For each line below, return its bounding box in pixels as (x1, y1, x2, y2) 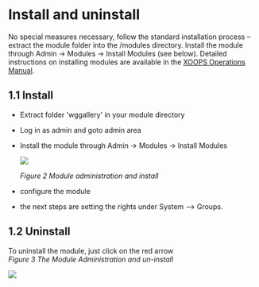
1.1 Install (8, 89, 54, 103)
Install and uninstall (8, 6, 141, 24)
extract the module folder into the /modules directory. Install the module (8, 40, 244, 49)
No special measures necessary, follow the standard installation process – (8, 32, 251, 41)
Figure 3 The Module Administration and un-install (8, 254, 173, 264)
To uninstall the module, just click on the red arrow (8, 246, 174, 255)
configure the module (19, 186, 91, 196)
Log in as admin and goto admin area (19, 125, 141, 134)
